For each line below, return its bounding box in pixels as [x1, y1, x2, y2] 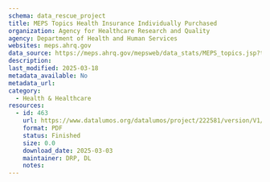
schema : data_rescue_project [8, 11, 106, 20]
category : [8, 86, 42, 95]
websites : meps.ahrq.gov [8, 42, 92, 50]
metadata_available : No [8, 72, 88, 80]
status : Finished [22, 131, 81, 139]
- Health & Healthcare [15, 94, 92, 102]
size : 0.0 [22, 139, 56, 147]
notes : [22, 162, 45, 170]
